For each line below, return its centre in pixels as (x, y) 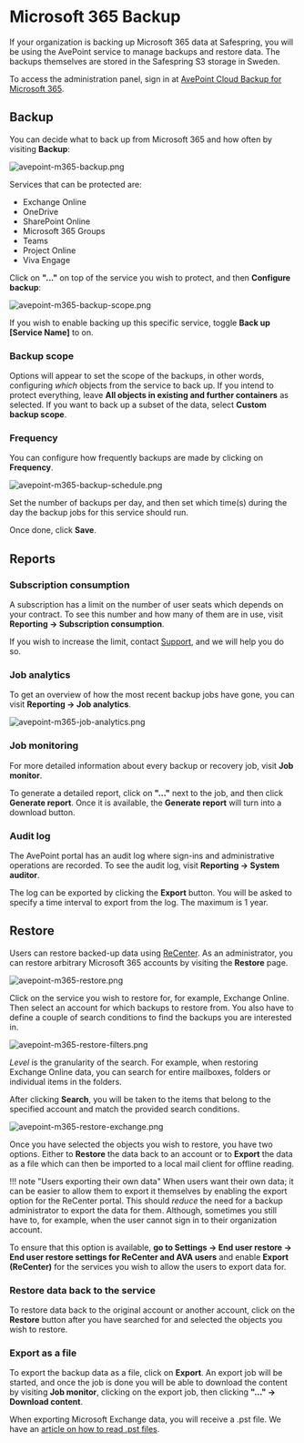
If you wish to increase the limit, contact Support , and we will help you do (147, 642)
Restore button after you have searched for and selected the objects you (146, 1320)
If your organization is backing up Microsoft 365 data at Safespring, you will (152, 42)
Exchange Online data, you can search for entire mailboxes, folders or (140, 1071)
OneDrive (41, 211)
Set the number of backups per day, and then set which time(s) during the (148, 503)
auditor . (25, 875)
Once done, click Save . (53, 530)
